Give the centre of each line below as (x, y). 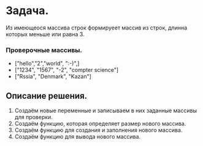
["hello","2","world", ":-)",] (47, 63)
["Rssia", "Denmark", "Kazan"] (53, 77)
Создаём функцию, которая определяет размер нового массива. (100, 124)
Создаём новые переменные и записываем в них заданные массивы (106, 110)
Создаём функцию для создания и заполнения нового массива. (98, 130)
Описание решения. (47, 96)
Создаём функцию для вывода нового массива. (78, 137)
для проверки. (33, 117)
